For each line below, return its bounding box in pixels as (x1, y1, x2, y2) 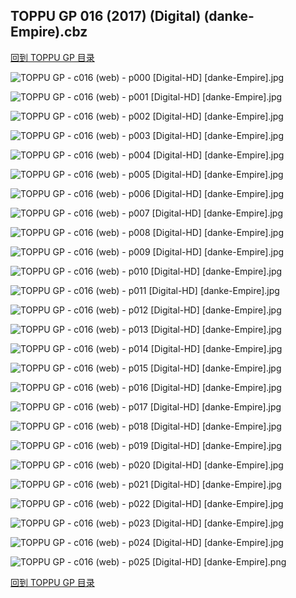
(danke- (203, 8, 255, 25)
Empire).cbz (10, 24, 88, 41)
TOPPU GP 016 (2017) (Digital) (10, 8, 202, 25)
